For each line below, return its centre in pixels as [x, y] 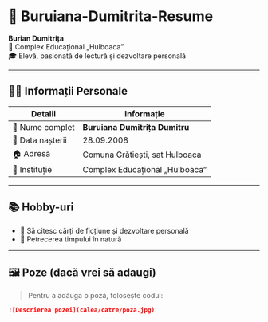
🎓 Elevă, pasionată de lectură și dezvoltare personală [97, 56]
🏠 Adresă [31, 153]
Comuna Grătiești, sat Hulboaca [142, 155]
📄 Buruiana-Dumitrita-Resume [111, 16]
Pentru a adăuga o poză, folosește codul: [95, 296]
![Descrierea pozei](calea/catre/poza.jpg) [82, 310]
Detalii [43, 113]
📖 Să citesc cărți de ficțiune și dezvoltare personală [104, 230]
